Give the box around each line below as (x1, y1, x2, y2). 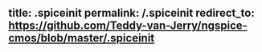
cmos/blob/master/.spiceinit (8, 31, 155, 45)
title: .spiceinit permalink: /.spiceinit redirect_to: (8, 6, 255, 20)
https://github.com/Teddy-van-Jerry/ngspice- (8, 19, 248, 33)
